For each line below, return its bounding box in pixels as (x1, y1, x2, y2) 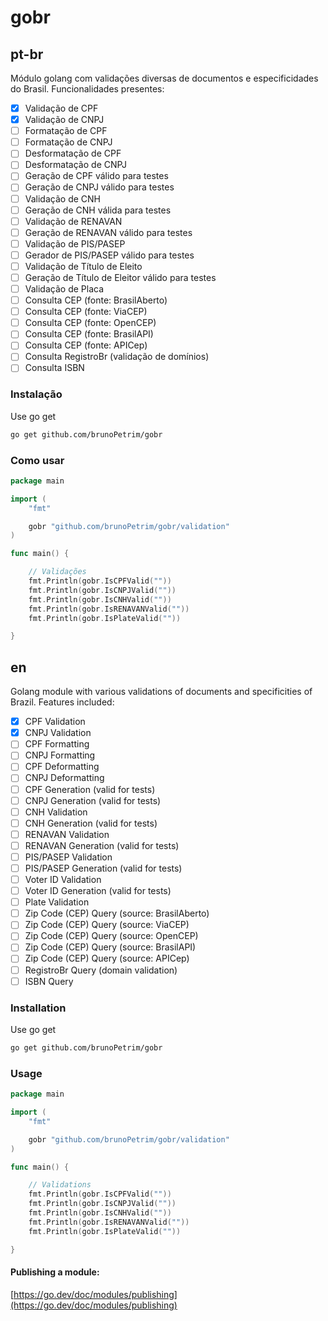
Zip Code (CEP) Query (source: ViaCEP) (24, 919, 190, 931)
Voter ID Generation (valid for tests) (24, 885, 172, 897)
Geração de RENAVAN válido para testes (24, 226, 193, 238)
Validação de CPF (24, 102, 99, 114)
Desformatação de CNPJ (24, 159, 128, 171)
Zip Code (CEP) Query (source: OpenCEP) (24, 930, 199, 942)
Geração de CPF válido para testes (24, 170, 169, 182)
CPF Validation (24, 716, 86, 728)
